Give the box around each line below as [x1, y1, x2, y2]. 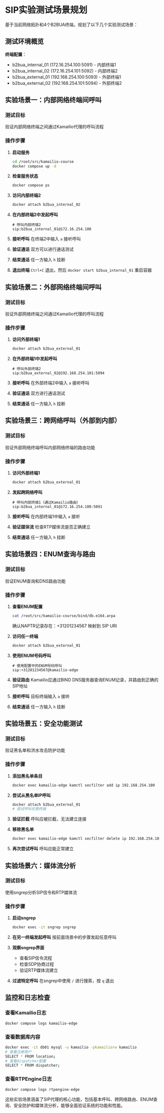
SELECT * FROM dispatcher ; [5, 1063, 60, 1068]
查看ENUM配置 [12, 604, 43, 609]
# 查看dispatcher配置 [5, 1059, 47, 1063]
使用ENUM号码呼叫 [12, 653, 51, 658]
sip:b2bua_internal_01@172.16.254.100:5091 [12, 504, 103, 509]
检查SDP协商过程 [19, 961, 54, 967]
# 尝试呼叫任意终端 [12, 807, 47, 811]
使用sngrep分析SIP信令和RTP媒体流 [5, 889, 77, 895]
